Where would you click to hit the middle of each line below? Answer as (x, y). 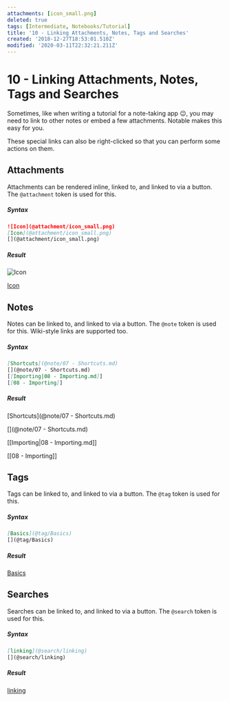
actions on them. (31, 148)
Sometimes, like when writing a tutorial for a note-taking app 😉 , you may (111, 113)
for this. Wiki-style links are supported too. (68, 331)
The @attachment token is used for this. (62, 194)
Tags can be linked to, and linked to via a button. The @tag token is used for (113, 494)
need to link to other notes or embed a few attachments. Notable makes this (115, 121)
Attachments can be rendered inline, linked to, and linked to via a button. (110, 187)
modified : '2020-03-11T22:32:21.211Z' (63, 45)
